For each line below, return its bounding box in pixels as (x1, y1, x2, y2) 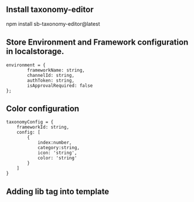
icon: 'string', (37, 150, 77, 156)
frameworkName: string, (27, 67, 85, 73)
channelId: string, (27, 72, 75, 78)
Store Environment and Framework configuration (6, 38, 189, 48)
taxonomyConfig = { (6, 119, 54, 125)
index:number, (37, 140, 72, 146)
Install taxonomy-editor (6, 5, 94, 15)
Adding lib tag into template (6, 186, 110, 196)
